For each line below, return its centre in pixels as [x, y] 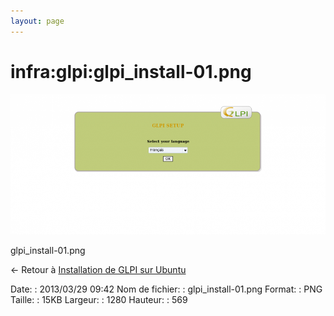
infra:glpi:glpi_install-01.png [131, 71]
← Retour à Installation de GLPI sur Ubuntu [98, 269]
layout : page [37, 21]
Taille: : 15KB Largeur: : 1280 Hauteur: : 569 [99, 299]
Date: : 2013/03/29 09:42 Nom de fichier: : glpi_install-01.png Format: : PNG [166, 289]
